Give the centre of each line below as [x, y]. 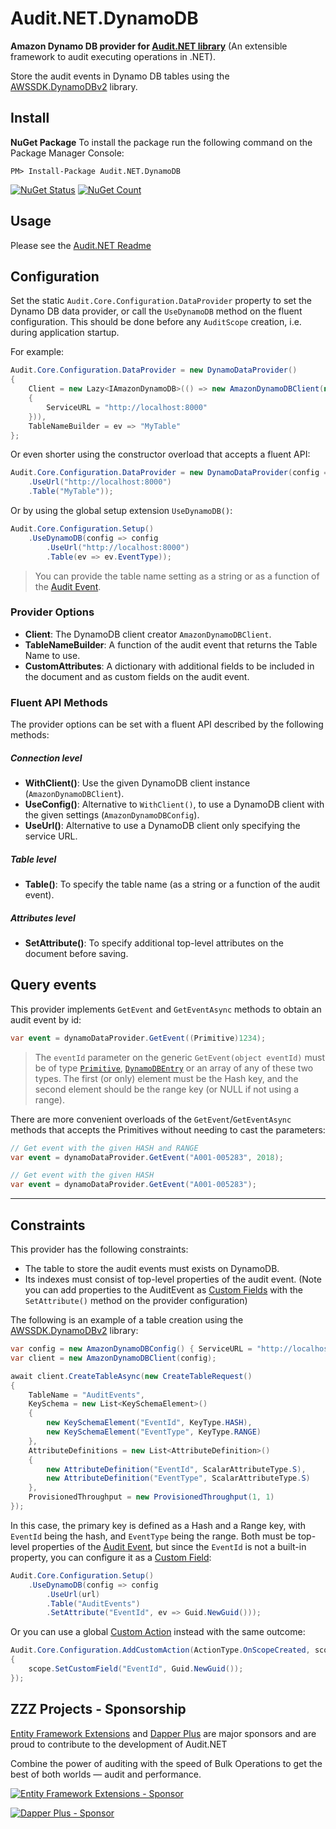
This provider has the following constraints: [99, 1249]
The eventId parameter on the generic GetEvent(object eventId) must [179, 1057]
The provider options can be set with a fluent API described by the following [167, 724]
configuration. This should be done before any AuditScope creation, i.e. [156, 322]
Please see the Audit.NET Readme [81, 245]
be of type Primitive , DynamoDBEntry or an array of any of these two [174, 1068]
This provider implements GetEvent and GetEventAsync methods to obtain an [166, 1009]
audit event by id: [46, 1019]
